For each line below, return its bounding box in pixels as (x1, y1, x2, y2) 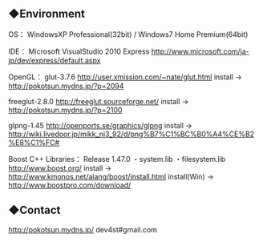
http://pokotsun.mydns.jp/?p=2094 (8, 81, 124, 91)
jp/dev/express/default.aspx (8, 55, 101, 65)
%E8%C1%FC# (8, 137, 60, 147)
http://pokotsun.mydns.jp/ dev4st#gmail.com (8, 224, 158, 234)
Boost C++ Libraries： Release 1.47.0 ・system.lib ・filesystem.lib (8, 154, 226, 163)
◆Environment (8, 7, 86, 21)
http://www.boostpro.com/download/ (8, 180, 131, 190)
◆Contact (8, 204, 61, 217)
